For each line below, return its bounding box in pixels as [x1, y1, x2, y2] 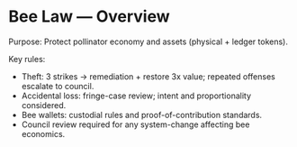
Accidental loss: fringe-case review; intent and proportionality [21, 90, 252, 101]
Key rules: [8, 53, 46, 64]
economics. [21, 128, 66, 139]
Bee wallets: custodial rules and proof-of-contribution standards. [21, 109, 263, 120]
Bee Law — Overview [8, 6, 170, 27]
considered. [21, 99, 67, 110]
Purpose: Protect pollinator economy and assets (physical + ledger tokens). [8, 36, 289, 47]
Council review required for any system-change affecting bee [21, 119, 250, 130]
